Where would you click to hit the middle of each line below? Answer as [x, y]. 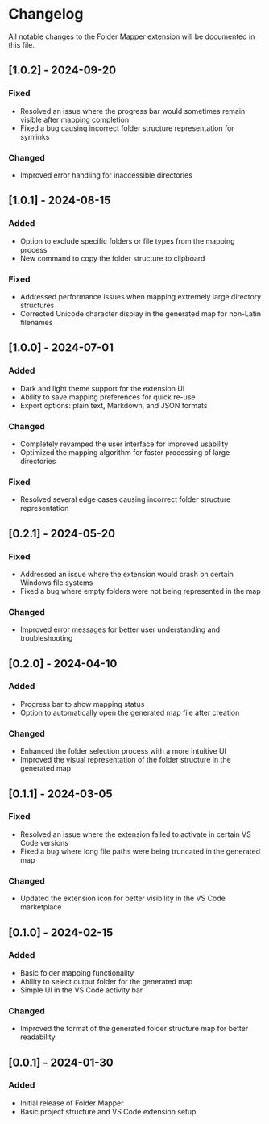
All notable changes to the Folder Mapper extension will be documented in [132, 36]
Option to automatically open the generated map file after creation [130, 712]
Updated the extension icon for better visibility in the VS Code [122, 898]
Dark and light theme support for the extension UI [102, 388]
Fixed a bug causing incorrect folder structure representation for [127, 128]
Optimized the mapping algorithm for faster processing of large [125, 452]
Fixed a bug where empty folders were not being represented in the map [140, 591]
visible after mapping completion [74, 119]
